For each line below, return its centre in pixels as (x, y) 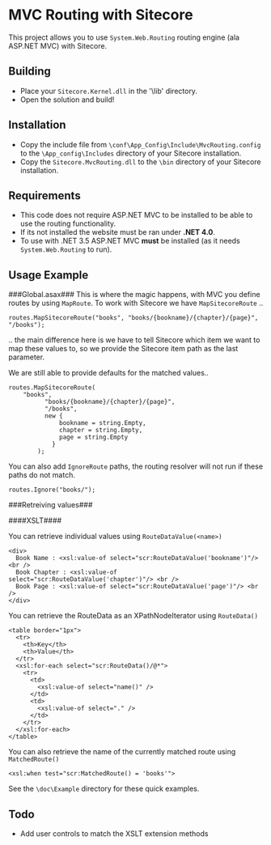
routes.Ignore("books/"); (52, 490)
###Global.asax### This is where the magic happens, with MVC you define (134, 295)
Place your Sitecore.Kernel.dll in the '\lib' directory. (109, 91)
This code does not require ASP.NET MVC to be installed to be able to (136, 215)
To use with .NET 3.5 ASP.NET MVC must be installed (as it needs (130, 241)
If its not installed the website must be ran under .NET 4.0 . (118, 232)
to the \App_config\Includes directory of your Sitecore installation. (131, 153)
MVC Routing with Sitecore (101, 15)
